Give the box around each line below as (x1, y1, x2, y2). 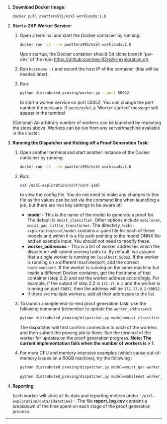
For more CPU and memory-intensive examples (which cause (19, 350, 146, 356)
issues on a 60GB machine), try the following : (38, 355, 133, 361)
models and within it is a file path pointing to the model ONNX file (27, 233, 161, 239)
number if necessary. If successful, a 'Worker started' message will (19, 104, 158, 111)
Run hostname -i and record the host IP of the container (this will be (19, 66, 159, 71)
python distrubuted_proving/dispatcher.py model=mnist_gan (19, 365, 145, 370)
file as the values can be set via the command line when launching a (19, 197, 160, 203)
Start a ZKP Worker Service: (12, 22, 72, 29)
